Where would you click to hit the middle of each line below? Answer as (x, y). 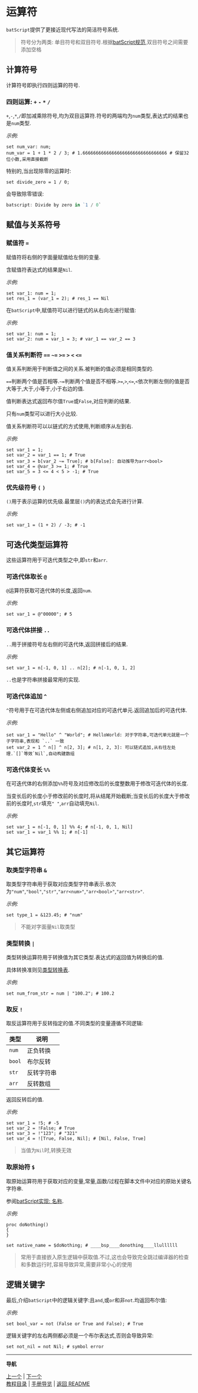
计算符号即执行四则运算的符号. (43, 85)
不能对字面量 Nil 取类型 (48, 926)
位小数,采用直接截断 (27, 160)
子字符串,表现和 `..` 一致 (35, 741)
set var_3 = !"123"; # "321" (42, 1134)
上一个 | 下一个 (24, 1376)
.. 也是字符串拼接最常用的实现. (43, 679)
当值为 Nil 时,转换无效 (46, 1150)
